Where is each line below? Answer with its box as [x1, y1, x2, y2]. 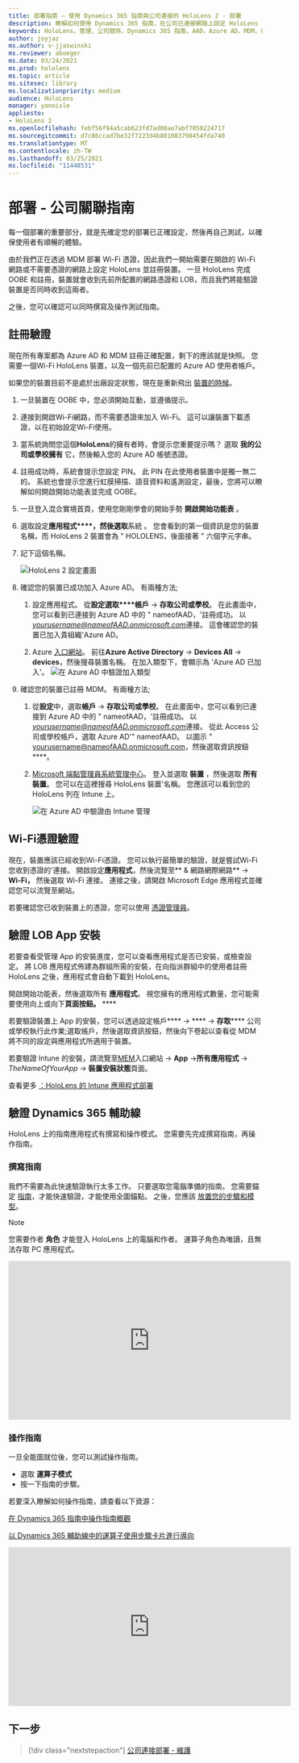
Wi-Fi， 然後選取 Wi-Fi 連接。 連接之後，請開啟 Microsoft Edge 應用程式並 [8, 875, 256, 885]
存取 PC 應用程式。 [15, 1244, 79, 1254]
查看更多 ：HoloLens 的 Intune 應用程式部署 [8, 1080, 154, 1090]
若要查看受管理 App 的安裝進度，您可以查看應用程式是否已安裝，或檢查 [8, 951, 245, 961]
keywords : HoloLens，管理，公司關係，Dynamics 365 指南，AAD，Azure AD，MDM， [8, 27, 261, 35]
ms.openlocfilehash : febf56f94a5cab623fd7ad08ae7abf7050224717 [8, 124, 226, 132]
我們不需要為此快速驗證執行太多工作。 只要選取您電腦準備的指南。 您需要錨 [8, 1181, 260, 1190]
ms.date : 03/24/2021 [8, 57, 78, 65]
